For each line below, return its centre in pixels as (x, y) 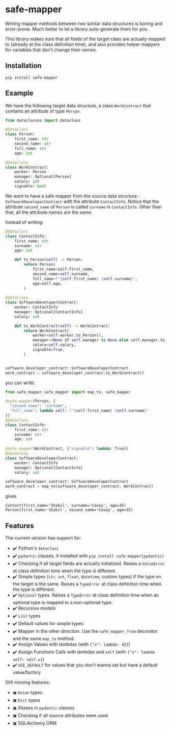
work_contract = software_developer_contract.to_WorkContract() (75, 373)
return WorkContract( (47, 331)
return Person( (40, 265)
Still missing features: (28, 682)
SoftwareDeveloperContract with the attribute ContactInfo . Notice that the (82, 201)
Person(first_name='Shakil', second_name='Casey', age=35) (69, 510)
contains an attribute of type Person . (43, 111)
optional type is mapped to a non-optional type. (63, 602)
